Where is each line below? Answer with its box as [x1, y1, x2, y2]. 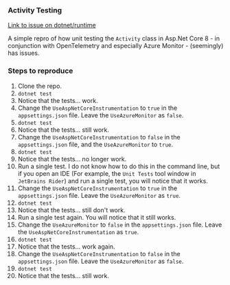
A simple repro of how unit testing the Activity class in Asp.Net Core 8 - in [8, 34, 220, 43]
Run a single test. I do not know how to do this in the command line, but [17, 162, 220, 170]
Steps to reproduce [8, 66, 73, 76]
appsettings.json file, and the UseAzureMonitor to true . [17, 140, 174, 148]
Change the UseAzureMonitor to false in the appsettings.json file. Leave [17, 220, 222, 229]
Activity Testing [8, 5, 62, 15]
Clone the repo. [17, 82, 62, 90]
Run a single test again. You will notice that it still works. [17, 213, 176, 221]
